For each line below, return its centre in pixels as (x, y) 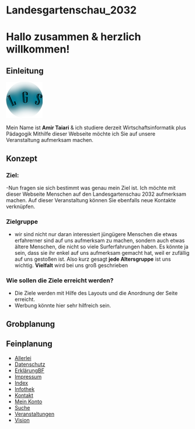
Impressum (28, 376)
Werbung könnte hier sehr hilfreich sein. (63, 306)
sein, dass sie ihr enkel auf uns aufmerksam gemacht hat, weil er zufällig (102, 253)
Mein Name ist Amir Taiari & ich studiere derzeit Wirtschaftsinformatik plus (96, 128)
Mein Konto (28, 402)
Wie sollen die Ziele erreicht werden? (60, 281)
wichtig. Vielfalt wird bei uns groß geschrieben (71, 265)
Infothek (25, 389)
